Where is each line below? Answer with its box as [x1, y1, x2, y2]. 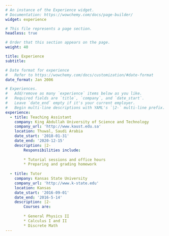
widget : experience [5, 17, 47, 22]
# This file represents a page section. [5, 26, 93, 31]
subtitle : [5, 58, 26, 63]
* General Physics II [23, 214, 70, 219]
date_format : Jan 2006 [5, 77, 53, 82]
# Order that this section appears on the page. [5, 40, 110, 45]
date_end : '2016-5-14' [14, 195, 63, 200]
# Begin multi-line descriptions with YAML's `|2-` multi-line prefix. [5, 105, 165, 110]
